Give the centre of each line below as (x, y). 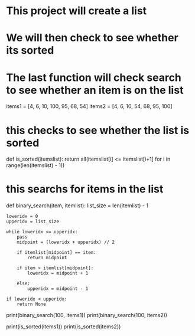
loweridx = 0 (22, 217)
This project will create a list (77, 11)
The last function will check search (94, 77)
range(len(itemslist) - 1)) (35, 165)
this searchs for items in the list (85, 189)
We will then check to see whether (92, 38)
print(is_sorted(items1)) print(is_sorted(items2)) (64, 327)
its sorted (30, 50)
